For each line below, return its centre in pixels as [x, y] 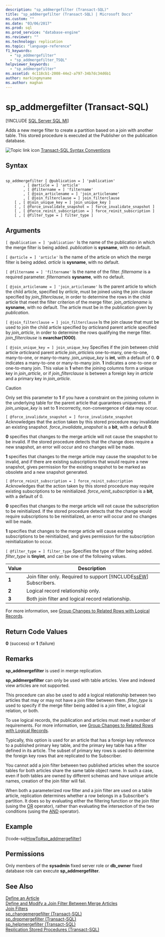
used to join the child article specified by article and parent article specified [81, 328]
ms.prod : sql [19, 28]
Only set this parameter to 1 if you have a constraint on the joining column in [82, 398]
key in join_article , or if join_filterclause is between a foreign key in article [79, 373]
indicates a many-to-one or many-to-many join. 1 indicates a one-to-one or [81, 363]
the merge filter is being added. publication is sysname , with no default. [78, 248]
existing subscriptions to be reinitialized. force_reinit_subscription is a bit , [80, 491]
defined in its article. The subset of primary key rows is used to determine [80, 750]
